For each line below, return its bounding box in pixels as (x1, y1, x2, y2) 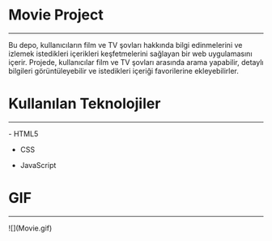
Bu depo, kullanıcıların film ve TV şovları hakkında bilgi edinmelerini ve (8, 40, 243, 49)
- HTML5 (8, 128, 39, 139)
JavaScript (19, 160, 57, 170)
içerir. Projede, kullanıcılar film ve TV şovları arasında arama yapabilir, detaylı (8, 57, 264, 67)
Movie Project (8, 6, 104, 24)
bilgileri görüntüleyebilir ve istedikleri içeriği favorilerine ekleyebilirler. (8, 66, 239, 75)
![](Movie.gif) (8, 223, 53, 233)
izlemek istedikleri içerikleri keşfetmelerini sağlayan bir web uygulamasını (8, 49, 253, 58)
